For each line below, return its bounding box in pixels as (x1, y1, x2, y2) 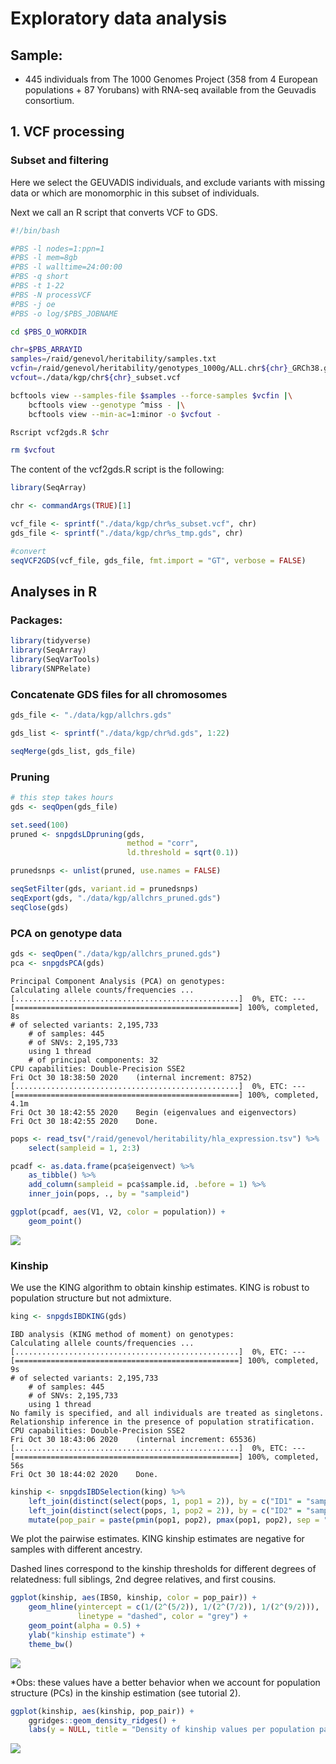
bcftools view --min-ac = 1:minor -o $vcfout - (28, 409, 222, 419)
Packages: (10, 613, 63, 627)
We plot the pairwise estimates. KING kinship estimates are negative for (10, 1533, 305, 1545)
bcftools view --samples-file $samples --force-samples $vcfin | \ (10, 390, 293, 401)
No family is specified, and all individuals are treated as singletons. (10, 1408, 325, 1418)
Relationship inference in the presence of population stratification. (10, 1417, 315, 1427)
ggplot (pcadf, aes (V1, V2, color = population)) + (10, 1207, 226, 1217)
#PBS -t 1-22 (10, 281, 65, 291)
